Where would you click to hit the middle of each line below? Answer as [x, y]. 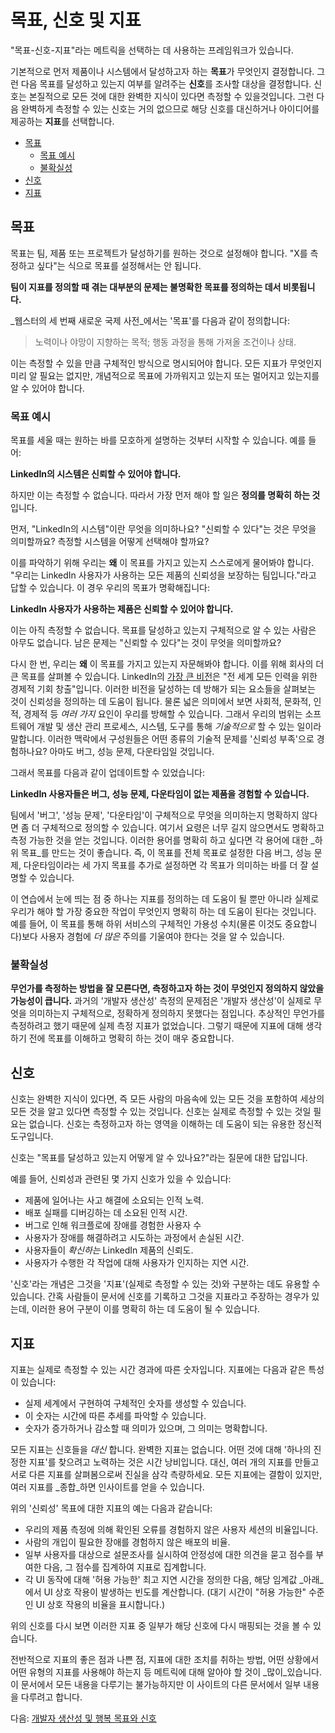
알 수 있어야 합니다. [47, 388]
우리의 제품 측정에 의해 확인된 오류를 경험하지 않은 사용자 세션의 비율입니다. [171, 1529]
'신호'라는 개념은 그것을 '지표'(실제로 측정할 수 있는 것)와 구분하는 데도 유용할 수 [165, 1284]
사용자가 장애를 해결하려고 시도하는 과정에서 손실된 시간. [134, 1238]
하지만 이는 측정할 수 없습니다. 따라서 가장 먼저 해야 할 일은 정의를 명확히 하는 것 [165, 495]
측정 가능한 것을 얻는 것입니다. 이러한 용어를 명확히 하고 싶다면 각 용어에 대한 [159, 840]
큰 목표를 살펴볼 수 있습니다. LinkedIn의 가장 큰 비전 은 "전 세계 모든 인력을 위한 [164, 677]
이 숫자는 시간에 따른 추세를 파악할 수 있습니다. [115, 1415]
